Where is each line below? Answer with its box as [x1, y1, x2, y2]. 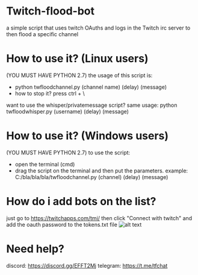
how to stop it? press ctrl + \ [14, 89, 85, 97]
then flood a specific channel [6, 30, 79, 37]
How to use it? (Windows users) [6, 129, 169, 143]
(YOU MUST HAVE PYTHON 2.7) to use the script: [6, 149, 131, 156]
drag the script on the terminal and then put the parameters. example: [14, 167, 188, 174]
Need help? [6, 242, 64, 256]
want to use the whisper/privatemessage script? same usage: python [6, 101, 178, 109]
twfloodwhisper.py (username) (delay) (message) [6, 107, 129, 115]
